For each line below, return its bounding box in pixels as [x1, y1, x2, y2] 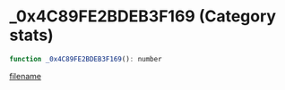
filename [9, 70, 42, 81]
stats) [9, 25, 54, 45]
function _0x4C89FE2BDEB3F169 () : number [9, 54, 163, 63]
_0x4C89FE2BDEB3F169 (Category [9, 6, 276, 27]
